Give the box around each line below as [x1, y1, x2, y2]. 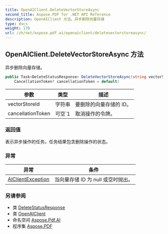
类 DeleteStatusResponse [12, 205, 65, 211]
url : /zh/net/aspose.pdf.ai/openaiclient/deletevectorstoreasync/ [5, 30, 146, 35]
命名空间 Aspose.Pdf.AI [12, 217, 61, 223]
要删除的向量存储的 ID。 [74, 101, 132, 108]
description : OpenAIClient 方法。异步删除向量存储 [5, 16, 104, 21]
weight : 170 [5, 26, 30, 31]
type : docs [5, 21, 28, 26]
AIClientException [7, 176, 50, 183]
